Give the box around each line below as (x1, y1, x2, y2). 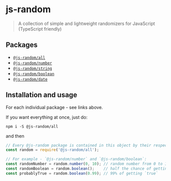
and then (6, 133, 24, 139)
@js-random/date (13, 76, 48, 82)
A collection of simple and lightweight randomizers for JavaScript (18, 20, 155, 27)
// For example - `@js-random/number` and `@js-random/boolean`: (6, 157, 147, 162)
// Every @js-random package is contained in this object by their (6, 143, 152, 148)
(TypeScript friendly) (18, 25, 62, 32)
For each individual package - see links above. (6, 104, 103, 110)
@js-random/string (13, 66, 52, 71)
